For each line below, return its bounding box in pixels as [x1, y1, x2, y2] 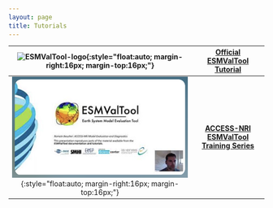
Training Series [201, 141, 254, 150]
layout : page [8, 13, 53, 21]
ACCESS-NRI [204, 123, 252, 133]
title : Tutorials [8, 21, 67, 30]
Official [214, 47, 241, 57]
